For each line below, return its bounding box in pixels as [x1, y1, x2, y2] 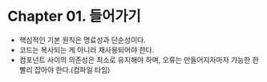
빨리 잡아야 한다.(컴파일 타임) [18, 64, 111, 74]
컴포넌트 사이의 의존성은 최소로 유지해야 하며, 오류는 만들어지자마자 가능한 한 [18, 55, 260, 64]
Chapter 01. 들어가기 [7, 7, 141, 25]
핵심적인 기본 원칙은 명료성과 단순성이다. [18, 35, 146, 45]
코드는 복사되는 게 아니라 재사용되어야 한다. [18, 45, 155, 54]
